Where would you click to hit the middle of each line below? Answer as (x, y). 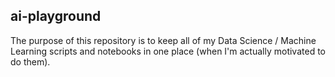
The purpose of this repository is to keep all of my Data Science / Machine (163, 40)
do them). (30, 61)
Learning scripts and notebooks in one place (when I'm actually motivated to (168, 51)
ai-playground (56, 16)
